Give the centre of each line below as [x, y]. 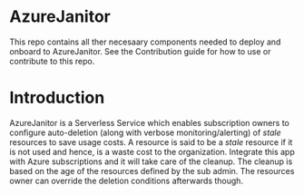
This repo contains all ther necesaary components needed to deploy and [145, 42]
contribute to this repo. [52, 61]
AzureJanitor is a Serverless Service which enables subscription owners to [150, 122]
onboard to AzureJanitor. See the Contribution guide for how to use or [140, 51]
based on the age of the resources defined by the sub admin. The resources [152, 171]
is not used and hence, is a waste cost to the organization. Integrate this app [152, 151]
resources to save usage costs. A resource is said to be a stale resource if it [151, 141]
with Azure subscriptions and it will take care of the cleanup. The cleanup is [151, 161]
